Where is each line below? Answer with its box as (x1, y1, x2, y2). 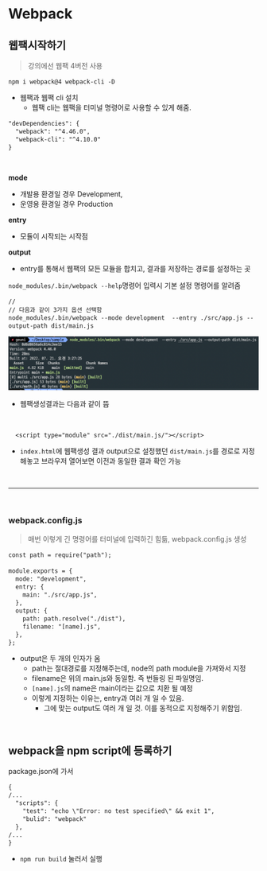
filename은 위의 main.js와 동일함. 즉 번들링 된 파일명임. (31, 673, 204, 682)
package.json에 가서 (8, 767, 74, 776)
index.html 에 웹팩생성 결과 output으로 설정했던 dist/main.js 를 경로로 (19, 446, 241, 456)
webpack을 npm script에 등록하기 (8, 744, 172, 757)
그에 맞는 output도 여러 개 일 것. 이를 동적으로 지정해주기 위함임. (43, 703, 242, 713)
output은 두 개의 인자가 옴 (19, 653, 101, 663)
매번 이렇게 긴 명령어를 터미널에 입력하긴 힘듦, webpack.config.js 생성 (27, 534, 247, 543)
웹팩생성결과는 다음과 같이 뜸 (19, 399, 110, 409)
